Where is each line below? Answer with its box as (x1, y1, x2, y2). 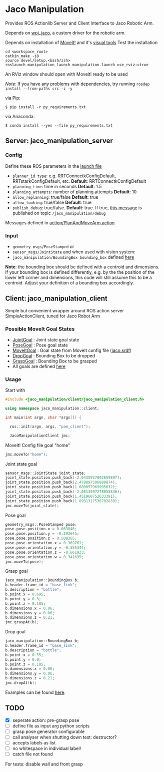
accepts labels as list (12, 740, 56, 746)
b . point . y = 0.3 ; (5, 596, 41, 601)
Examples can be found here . (5, 689, 66, 695)
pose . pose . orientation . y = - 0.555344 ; (5, 545, 86, 550)
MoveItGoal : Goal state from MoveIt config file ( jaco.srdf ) (12, 347, 131, 353)
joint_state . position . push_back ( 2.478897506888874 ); (5, 480, 117, 485)
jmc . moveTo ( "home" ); (5, 452, 48, 457)
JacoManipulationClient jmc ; (9, 433, 70, 438)
